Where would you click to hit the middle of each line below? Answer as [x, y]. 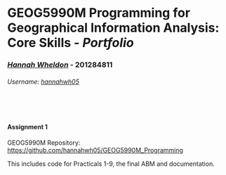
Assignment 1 [27, 127]
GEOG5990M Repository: [44, 143]
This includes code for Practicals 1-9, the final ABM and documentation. [111, 164]
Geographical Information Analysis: [113, 28]
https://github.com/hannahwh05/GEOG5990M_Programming [95, 150]
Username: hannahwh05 [43, 82]
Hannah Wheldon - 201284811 [60, 65]
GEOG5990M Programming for [99, 13]
